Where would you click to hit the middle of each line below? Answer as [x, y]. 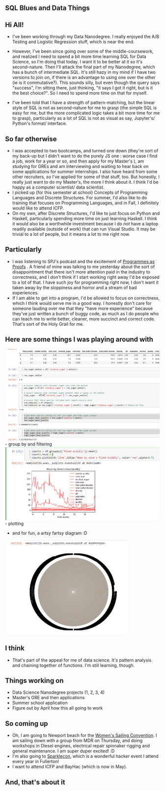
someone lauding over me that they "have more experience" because [82, 308]
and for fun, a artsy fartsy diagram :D [50, 533]
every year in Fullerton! [35, 762]
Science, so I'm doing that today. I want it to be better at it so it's [77, 62]
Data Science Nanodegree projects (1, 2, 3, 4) [58, 692]
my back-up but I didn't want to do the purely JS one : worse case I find [85, 156]
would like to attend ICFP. [38, 208]
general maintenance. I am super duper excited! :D [63, 751]
